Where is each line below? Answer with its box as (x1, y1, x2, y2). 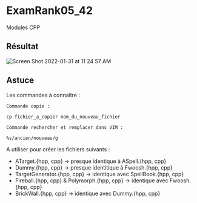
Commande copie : (6, 103, 50, 109)
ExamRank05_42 (6, 4, 93, 18)
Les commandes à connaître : (6, 91, 81, 98)
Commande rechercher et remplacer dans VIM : (6, 124, 123, 131)
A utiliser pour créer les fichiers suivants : (6, 145, 110, 153)
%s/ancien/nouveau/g (6, 135, 59, 141)
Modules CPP (6, 24, 41, 31)
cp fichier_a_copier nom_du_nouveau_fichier (6, 114, 121, 120)
